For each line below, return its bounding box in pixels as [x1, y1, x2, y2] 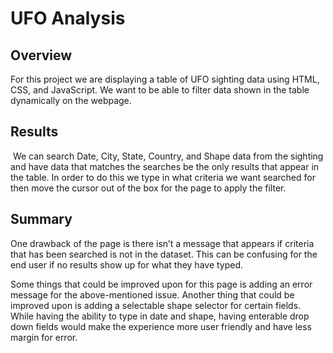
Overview [10, 47, 73, 64]
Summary [10, 211, 73, 228]
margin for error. [10, 331, 78, 343]
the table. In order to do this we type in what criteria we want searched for [10, 171, 316, 183]
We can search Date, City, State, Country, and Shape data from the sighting [12, 150, 324, 162]
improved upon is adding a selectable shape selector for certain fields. [10, 299, 302, 311]
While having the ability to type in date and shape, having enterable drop [10, 310, 310, 322]
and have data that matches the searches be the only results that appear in [10, 160, 320, 172]
